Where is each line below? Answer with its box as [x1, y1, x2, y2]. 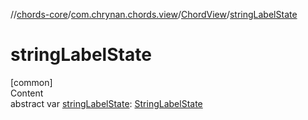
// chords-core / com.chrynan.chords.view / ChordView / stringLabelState [10, 9, 298, 20]
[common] [10, 76, 53, 88]
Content [10, 87, 44, 99]
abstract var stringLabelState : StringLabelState [10, 97, 203, 109]
